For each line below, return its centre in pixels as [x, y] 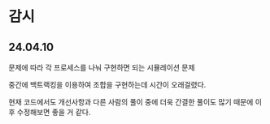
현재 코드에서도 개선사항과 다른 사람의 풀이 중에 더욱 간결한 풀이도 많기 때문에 [131, 102]
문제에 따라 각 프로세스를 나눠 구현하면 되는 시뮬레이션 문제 [102, 67]
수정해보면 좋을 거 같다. [54, 112]
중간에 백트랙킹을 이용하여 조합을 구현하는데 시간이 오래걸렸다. [107, 85]
